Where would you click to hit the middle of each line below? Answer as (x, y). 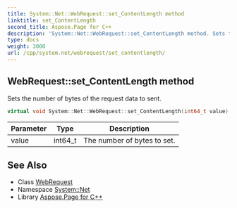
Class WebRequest (45, 182)
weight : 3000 (26, 46)
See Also (27, 165)
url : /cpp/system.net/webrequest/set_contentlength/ (86, 53)
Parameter (29, 129)
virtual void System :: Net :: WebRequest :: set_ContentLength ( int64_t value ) (118, 111)
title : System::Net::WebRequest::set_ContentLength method (96, 14)
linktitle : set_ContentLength (52, 20)
